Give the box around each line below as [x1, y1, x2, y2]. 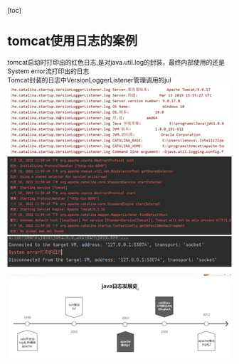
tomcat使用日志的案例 [7, 33, 137, 49]
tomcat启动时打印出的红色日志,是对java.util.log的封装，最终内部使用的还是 [7, 58, 225, 66]
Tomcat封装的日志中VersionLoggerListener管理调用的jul [7, 75, 172, 84]
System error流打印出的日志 [7, 67, 90, 75]
